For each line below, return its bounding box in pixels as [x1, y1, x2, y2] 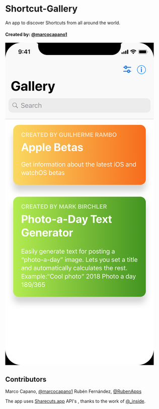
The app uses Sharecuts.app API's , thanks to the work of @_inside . [5, 398, 146, 404]
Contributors [5, 375, 47, 383]
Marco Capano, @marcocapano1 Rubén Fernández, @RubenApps [5, 388, 142, 394]
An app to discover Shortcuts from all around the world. [5, 20, 121, 26]
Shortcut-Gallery [5, 3, 78, 15]
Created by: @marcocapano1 [5, 31, 67, 37]
